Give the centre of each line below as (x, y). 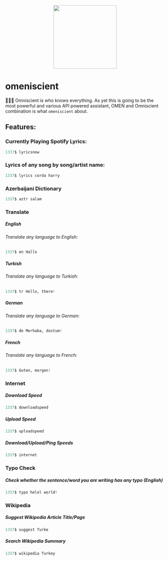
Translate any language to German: (43, 316)
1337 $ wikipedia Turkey (30, 553)
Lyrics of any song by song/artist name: (55, 165)
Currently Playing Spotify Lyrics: (46, 141)
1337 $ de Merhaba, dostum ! (34, 331)
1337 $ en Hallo (21, 252)
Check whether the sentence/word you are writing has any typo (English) (84, 480)
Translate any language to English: (42, 237)
